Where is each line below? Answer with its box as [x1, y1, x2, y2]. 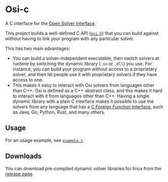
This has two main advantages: [5, 45, 70, 51]
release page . [5, 171, 34, 177]
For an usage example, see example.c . [5, 137, 85, 143]
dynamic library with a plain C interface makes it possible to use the [12, 98, 154, 104]
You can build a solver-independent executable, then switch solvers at [12, 55, 159, 61]
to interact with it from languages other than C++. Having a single [12, 93, 149, 99]
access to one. [12, 77, 44, 83]
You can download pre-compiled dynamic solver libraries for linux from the [5, 165, 162, 171]
